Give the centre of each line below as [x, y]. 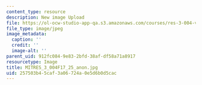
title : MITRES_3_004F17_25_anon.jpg [52, 67]
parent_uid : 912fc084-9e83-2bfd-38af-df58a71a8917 [71, 56]
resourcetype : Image [32, 62]
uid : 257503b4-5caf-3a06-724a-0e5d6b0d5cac [62, 73]
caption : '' [27, 40]
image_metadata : [26, 34]
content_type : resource [36, 12]
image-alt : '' [29, 51]
